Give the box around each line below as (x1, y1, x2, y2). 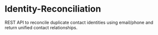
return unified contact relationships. (4, 24, 78, 30)
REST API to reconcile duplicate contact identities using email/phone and (4, 19, 154, 25)
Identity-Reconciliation (4, 3, 101, 15)
